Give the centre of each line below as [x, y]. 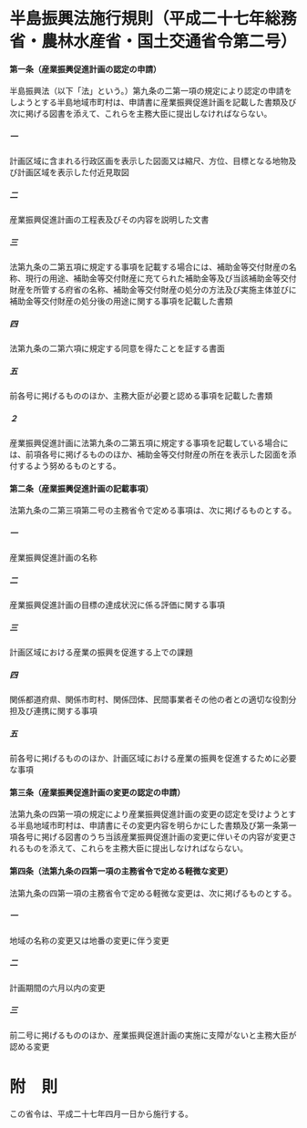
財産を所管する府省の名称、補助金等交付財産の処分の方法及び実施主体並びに [153, 290]
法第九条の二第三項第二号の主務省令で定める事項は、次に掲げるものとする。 [153, 511]
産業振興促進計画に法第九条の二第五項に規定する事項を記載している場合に [149, 443]
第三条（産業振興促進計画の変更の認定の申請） [97, 792]
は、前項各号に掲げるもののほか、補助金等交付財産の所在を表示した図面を [149, 455]
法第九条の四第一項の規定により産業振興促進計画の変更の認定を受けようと [149, 814]
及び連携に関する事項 [57, 711]
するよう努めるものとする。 [69, 466]
